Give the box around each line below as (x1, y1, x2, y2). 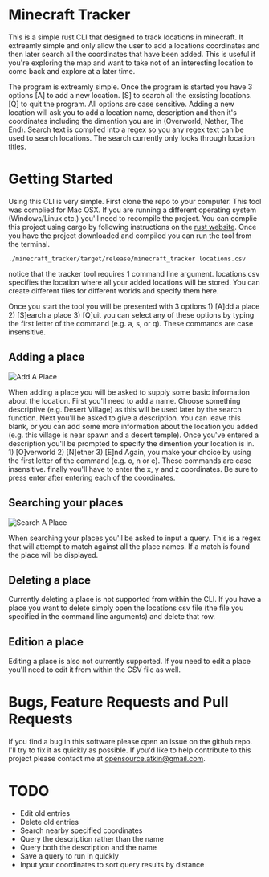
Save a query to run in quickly (19, 851, 119, 861)
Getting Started (8, 170, 114, 188)
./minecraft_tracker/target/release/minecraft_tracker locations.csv (8, 255, 247, 263)
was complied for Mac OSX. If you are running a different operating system (8, 205, 257, 215)
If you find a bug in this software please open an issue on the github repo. (8, 737, 253, 747)
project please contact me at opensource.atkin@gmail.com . (8, 754, 206, 764)
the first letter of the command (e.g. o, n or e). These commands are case (8, 456, 252, 465)
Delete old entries (19, 818, 79, 826)
